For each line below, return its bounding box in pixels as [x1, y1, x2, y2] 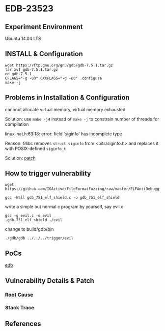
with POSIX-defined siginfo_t [5, 146, 66, 151]
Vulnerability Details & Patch [5, 276, 94, 285]
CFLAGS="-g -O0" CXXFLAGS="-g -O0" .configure [5, 76, 102, 81]
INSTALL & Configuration [5, 50, 83, 58]
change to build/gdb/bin [5, 226, 54, 232]
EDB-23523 [5, 3, 54, 14]
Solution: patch [5, 155, 36, 161]
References [5, 319, 41, 328]
